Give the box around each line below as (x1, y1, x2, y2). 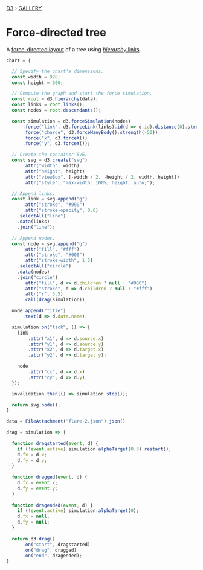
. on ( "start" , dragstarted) (22, 542, 91, 548)
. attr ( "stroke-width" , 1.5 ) (22, 258, 94, 264)
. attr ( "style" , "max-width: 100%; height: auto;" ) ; (22, 179, 155, 185)
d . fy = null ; (17, 519, 50, 525)
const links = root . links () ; (11, 101, 85, 108)
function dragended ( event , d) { (11, 502, 94, 508)
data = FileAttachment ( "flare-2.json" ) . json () (6, 418, 126, 424)
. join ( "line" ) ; (17, 224, 56, 230)
